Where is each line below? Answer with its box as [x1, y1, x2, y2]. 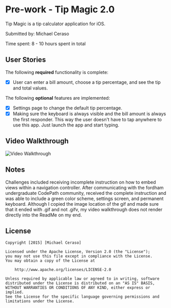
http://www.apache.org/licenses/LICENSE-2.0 [14, 267, 111, 273]
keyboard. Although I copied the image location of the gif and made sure [5, 201, 159, 207]
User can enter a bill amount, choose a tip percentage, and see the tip [12, 79, 161, 85]
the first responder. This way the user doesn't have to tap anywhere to [12, 116, 162, 122]
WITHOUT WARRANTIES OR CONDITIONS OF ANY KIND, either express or [5, 285, 150, 291]
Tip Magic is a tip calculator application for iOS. [5, 21, 106, 27]
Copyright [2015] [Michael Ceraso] [5, 240, 82, 245]
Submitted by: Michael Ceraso [5, 30, 69, 37]
